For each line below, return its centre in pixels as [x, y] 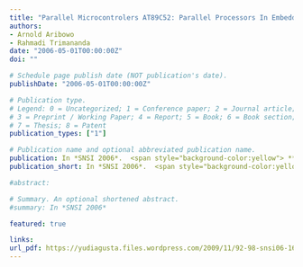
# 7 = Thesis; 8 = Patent [58, 125]
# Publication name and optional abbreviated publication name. [133, 150]
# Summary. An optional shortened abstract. [94, 199]
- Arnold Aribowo [42, 34]
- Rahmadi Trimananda [50, 43]
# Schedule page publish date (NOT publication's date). [119, 76]
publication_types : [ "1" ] [58, 134]
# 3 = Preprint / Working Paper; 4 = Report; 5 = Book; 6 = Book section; [153, 117]
